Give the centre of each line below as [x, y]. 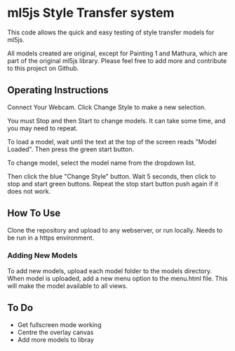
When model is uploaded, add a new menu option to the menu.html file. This [117, 278]
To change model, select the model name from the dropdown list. [102, 163]
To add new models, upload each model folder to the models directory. [110, 270]
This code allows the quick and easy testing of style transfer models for [111, 32]
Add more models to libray [56, 339]
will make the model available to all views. [68, 286]
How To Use [34, 213]
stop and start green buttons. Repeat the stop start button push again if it [113, 184]
